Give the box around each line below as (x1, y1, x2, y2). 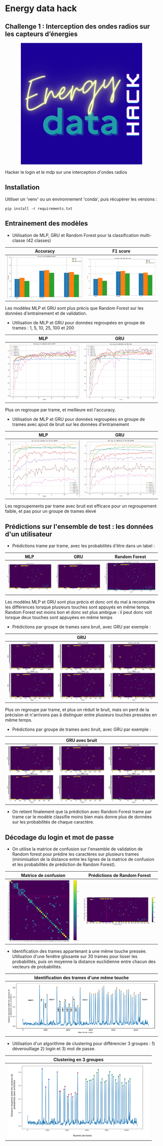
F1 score (112, 248, 131, 254)
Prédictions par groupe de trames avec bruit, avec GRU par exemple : (12, 726, 151, 732)
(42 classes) (26, 237, 51, 243)
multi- (140, 232, 152, 238)
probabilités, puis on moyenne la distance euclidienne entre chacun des (12, 959, 156, 964)
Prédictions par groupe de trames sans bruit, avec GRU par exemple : (12, 624, 151, 629)
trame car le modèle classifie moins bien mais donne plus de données (12, 814, 152, 820)
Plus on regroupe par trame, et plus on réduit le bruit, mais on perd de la (5, 707, 149, 713)
